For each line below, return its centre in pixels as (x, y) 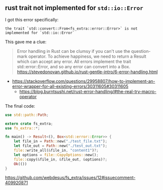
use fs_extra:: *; (23, 128)
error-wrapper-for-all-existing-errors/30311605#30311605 (70, 86)
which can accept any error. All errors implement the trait (74, 61)
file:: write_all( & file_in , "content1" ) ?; (56, 150)
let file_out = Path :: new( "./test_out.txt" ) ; (61, 146)
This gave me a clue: (26, 42)
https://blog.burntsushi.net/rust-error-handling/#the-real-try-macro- (88, 91)
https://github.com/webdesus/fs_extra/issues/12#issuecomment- (70, 178)
